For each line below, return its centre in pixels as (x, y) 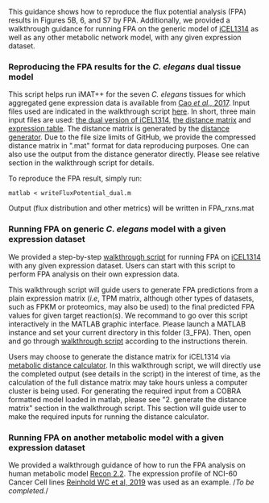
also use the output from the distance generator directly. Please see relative (134, 154)
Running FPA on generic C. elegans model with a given (117, 229)
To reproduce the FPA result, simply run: (75, 179)
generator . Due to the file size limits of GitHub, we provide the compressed (132, 137)
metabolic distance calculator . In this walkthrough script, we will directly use (135, 365)
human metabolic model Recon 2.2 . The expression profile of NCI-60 (123, 473)
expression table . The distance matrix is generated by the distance (119, 129)
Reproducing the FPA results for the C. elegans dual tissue (125, 66)
